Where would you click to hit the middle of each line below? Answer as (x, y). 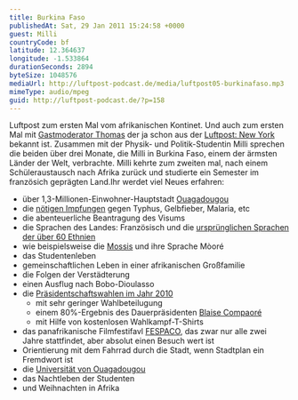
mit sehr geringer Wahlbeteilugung (99, 303)
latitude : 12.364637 (48, 51)
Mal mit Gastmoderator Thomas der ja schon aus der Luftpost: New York (142, 135)
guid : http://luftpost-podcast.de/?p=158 (87, 100)
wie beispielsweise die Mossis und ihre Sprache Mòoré (123, 246)
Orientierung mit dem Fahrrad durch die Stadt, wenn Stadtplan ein (143, 350)
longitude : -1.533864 (49, 59)
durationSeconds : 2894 (51, 68)
